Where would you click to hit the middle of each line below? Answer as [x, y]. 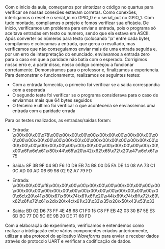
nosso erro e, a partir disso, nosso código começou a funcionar [69, 64]
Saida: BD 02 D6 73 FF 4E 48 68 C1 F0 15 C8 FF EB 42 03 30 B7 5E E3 [83, 211]
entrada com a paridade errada [44, 111]
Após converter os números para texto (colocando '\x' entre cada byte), [78, 38]
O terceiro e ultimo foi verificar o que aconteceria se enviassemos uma [84, 106]
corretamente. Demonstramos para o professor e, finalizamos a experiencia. [82, 70]
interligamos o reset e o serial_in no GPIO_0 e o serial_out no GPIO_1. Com [80, 17]
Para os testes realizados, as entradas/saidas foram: [58, 120]
